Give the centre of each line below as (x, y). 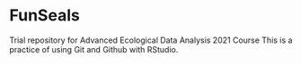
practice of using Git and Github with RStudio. (94, 49)
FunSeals (45, 16)
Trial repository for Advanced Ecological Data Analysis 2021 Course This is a (151, 40)
